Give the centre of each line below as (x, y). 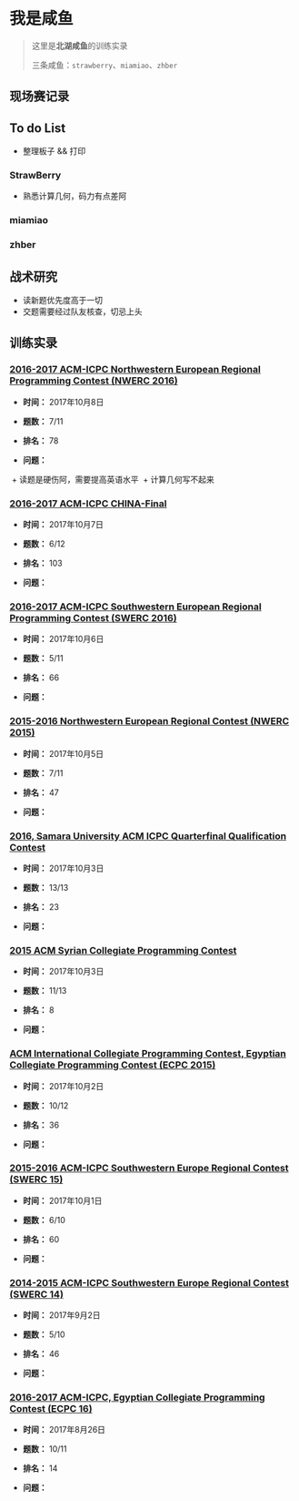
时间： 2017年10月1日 (62, 1200)
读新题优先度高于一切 (62, 301)
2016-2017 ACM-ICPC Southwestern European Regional (135, 607)
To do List (38, 128)
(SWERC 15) (36, 1179)
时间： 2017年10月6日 (63, 639)
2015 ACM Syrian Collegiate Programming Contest (123, 950)
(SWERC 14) (36, 1294)
